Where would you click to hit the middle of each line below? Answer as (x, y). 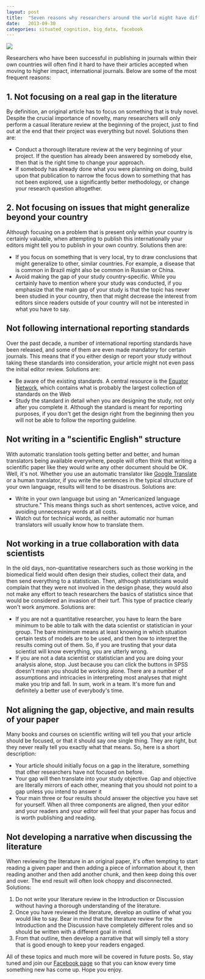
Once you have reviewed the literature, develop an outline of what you (103, 912)
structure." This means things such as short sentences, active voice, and (106, 505)
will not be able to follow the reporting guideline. (76, 420)
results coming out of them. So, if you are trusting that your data (96, 645)
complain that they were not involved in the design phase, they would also (99, 588)
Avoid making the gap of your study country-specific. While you (95, 276)
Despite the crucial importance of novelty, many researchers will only (93, 118)
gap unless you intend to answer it (58, 792)
